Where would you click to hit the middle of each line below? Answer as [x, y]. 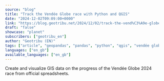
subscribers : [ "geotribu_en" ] [36, 37]
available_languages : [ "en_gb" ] [38, 55]
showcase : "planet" [25, 32]
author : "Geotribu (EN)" [30, 41]
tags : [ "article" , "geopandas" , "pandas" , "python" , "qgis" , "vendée [77, 46]
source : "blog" [20, 9]
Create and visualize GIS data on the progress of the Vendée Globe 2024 [79, 68]
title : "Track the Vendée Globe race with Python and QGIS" [68, 14]
